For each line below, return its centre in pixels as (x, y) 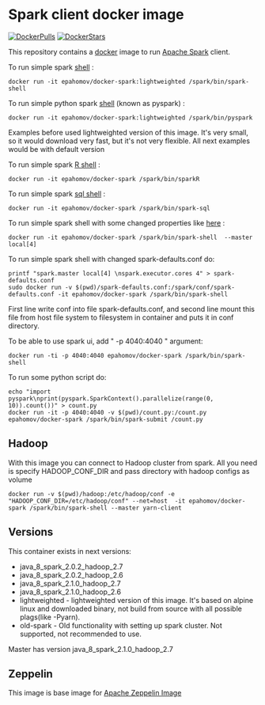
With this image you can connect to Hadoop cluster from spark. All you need (133, 462)
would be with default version (57, 149)
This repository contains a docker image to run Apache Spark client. (119, 51)
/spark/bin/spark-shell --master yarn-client (105, 508)
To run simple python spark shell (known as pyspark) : (97, 103)
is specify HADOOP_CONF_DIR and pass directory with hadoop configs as (129, 471)
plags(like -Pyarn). (50, 617)
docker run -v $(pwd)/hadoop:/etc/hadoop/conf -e (92, 494)
